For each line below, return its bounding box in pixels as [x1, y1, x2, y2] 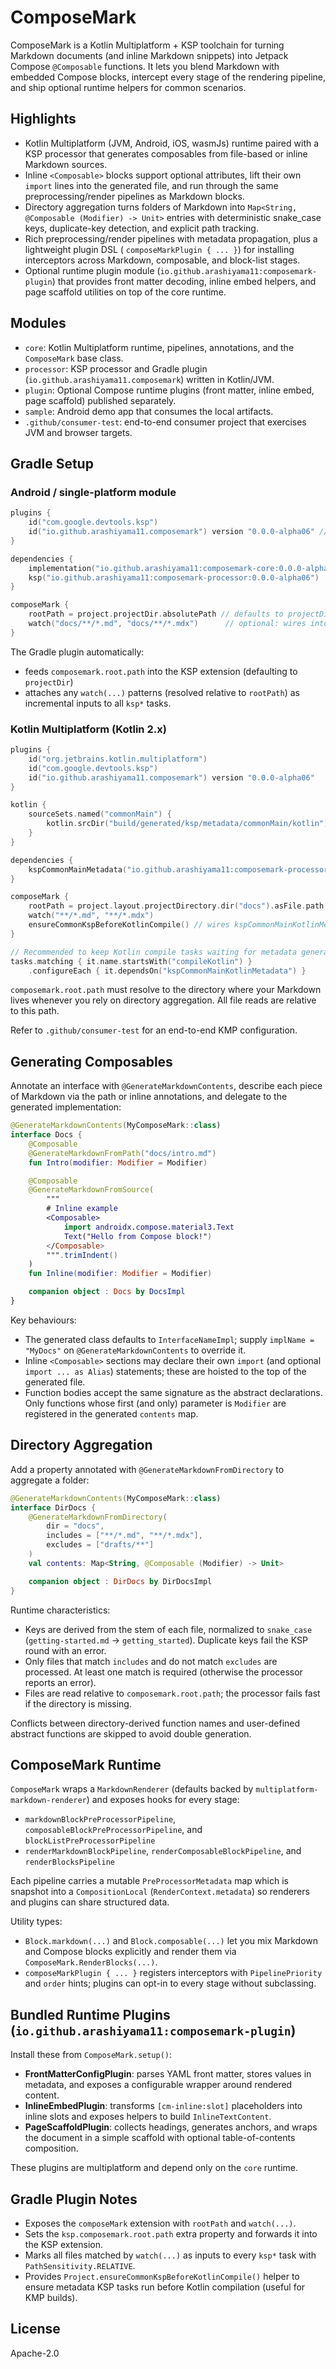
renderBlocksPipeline [24, 1857, 115, 1868]
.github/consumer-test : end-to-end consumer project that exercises [24, 416, 307, 428]
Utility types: [10, 1916, 63, 1928]
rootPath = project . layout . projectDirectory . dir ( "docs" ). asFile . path [28, 901, 325, 911]
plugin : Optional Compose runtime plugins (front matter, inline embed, [24, 384, 315, 396]
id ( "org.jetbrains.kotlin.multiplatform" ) [28, 754, 208, 764]
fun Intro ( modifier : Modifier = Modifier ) [28, 1157, 208, 1168]
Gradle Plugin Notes [10, 2191, 138, 2208]
